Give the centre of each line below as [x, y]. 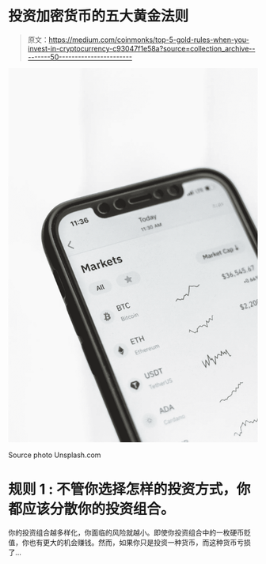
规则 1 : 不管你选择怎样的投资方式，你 [129, 489]
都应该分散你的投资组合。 [92, 509]
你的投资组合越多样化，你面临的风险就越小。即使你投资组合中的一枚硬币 [126, 532]
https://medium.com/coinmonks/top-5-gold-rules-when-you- [149, 40]
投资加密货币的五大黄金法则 [99, 16]
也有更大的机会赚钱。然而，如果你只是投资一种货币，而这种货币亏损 [140, 542]
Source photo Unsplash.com [55, 455]
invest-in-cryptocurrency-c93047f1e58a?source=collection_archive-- [141, 48]
